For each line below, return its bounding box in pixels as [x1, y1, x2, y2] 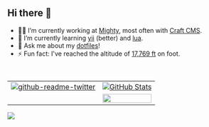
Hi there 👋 [7, 7, 52, 19]
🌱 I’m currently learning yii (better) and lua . [17, 34, 144, 42]
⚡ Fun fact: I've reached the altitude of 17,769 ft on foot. [17, 49, 181, 58]
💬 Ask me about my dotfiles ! [17, 41, 101, 50]
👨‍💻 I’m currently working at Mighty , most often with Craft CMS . [17, 26, 203, 34]
